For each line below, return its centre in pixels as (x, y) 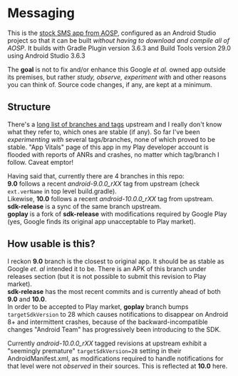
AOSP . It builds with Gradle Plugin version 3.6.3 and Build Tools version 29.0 (119, 48)
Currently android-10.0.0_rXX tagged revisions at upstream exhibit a (107, 343)
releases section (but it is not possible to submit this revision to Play (107, 276)
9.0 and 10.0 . (27, 299)
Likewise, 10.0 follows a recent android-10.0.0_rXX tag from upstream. (111, 198)
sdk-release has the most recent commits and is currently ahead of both (114, 291)
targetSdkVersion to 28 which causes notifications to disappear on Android (118, 314)
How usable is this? (51, 244)
